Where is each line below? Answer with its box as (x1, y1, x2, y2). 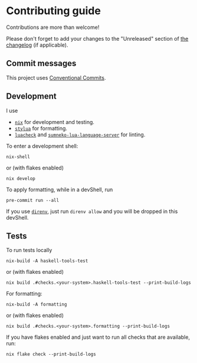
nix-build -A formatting (6, 302, 67, 308)
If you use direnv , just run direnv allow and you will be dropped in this (6, 208, 178, 215)
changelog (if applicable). (6, 41, 68, 48)
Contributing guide (6, 4, 101, 18)
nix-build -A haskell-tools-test (6, 258, 88, 264)
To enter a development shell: (6, 142, 78, 149)
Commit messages (6, 58, 77, 68)
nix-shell (6, 153, 31, 160)
